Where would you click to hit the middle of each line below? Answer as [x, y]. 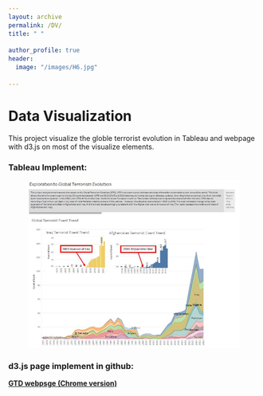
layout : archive [35, 17]
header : [21, 59]
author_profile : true [44, 51]
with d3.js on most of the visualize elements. [81, 147]
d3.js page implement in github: [71, 366]
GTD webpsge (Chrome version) [63, 383]
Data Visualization [70, 116]
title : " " [26, 33]
